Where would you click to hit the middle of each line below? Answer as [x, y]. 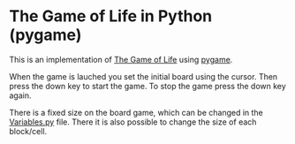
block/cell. [28, 131]
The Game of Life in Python [111, 16]
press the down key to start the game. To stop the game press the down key [148, 86]
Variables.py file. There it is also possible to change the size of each [133, 122]
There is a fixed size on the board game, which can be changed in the [136, 112]
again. [21, 95]
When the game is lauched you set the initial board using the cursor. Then [144, 76]
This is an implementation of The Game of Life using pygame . [121, 59]
